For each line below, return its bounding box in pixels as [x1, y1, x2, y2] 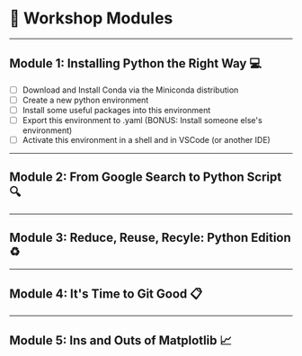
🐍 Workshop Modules [9, 8, 173, 29]
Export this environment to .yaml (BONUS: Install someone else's [22, 114, 262, 125]
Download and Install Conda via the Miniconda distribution [22, 85, 239, 95]
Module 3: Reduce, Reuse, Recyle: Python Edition [9, 230, 292, 245]
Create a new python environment [22, 94, 149, 105]
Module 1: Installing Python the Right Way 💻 [9, 56, 262, 71]
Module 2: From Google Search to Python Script [9, 170, 282, 185]
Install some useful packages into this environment [22, 104, 211, 115]
